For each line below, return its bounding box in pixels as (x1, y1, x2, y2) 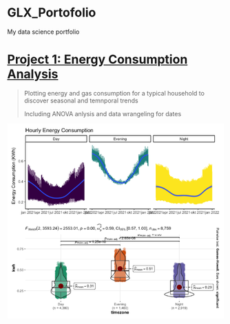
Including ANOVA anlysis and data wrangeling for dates (23, 109, 182, 118)
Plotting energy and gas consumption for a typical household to (23, 89, 205, 97)
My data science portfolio (7, 28, 80, 36)
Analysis (7, 67, 59, 82)
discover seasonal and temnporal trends (23, 96, 139, 105)
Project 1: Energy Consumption (7, 52, 188, 67)
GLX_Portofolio (7, 5, 96, 21)
